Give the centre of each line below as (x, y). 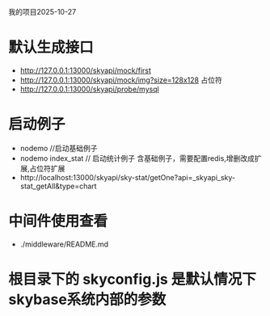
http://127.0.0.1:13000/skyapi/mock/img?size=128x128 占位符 (121, 80)
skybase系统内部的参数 (87, 299)
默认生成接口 (51, 48)
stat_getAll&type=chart (58, 186)
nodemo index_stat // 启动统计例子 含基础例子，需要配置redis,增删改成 (137, 158)
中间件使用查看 (58, 221)
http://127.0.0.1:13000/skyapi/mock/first (86, 70)
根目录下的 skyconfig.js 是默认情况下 (133, 279)
